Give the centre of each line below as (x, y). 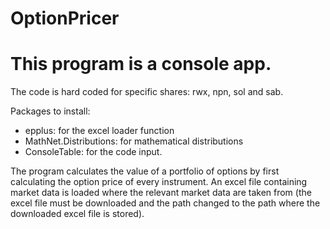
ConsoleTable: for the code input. (93, 152)
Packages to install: (50, 111)
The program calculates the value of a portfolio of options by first (145, 171)
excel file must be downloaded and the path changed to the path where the (165, 203)
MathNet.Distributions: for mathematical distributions (134, 141)
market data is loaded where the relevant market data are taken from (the (161, 193)
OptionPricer (65, 18)
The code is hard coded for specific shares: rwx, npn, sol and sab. (147, 92)
